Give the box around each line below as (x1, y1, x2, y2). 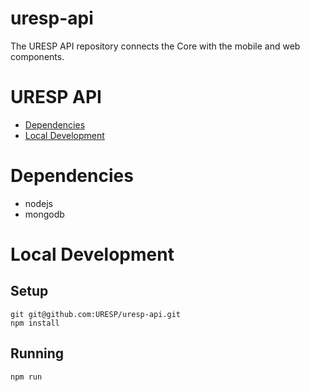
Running (10, 345, 65, 362)
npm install (10, 318, 60, 328)
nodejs (24, 197, 53, 209)
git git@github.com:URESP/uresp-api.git (10, 309, 182, 319)
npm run (10, 372, 43, 382)
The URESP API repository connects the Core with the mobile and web (10, 40, 301, 52)
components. (10, 50, 65, 62)
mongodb (24, 208, 65, 220)
